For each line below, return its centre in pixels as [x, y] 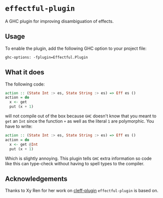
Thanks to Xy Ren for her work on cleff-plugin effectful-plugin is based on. [82, 191]
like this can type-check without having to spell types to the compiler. [75, 163]
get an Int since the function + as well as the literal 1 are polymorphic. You [80, 121]
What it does [25, 72]
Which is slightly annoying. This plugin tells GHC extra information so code [78, 158]
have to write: [19, 127]
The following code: [25, 84]
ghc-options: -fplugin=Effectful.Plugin [47, 57]
